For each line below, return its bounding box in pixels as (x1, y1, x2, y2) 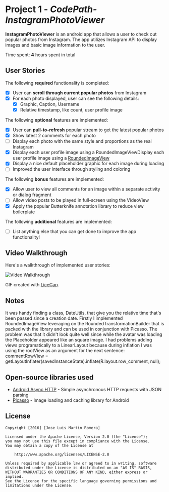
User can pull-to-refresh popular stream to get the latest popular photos (12, 127, 164, 133)
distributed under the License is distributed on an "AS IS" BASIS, (5, 465, 152, 470)
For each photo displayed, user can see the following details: (12, 95, 139, 101)
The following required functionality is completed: (5, 80, 109, 86)
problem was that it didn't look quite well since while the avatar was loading (5, 331, 162, 337)
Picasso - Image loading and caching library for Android (12, 397, 129, 403)
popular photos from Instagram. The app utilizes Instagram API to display (5, 36, 157, 43)
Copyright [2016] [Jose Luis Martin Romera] (5, 425, 100, 430)
